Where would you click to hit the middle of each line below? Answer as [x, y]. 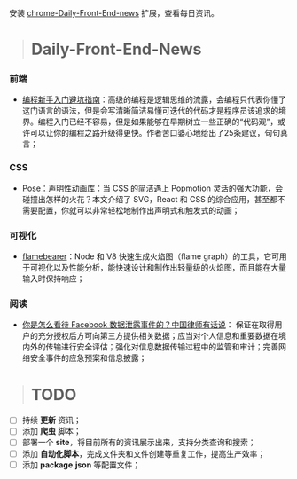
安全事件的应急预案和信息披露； [88, 358]
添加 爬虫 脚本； [51, 431]
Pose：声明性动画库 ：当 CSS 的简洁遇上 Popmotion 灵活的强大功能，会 [152, 188]
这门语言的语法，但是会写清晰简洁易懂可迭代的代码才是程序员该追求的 [150, 111]
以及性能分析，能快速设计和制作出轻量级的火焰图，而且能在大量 [169, 268]
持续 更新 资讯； [51, 420]
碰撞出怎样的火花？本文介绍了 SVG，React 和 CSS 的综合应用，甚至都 [149, 199]
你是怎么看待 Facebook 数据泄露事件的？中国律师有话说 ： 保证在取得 [148, 325]
